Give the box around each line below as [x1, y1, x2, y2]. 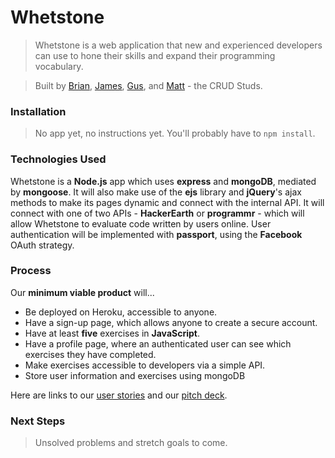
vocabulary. [34, 60, 84, 72]
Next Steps [10, 414, 66, 428]
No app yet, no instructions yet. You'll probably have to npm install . [34, 127, 316, 140]
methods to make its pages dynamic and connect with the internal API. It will [10, 196, 325, 208]
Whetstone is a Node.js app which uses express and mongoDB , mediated [10, 175, 317, 187]
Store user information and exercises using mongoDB [24, 369, 246, 381]
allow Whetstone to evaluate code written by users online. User [10, 217, 272, 230]
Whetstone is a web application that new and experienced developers [34, 39, 323, 51]
